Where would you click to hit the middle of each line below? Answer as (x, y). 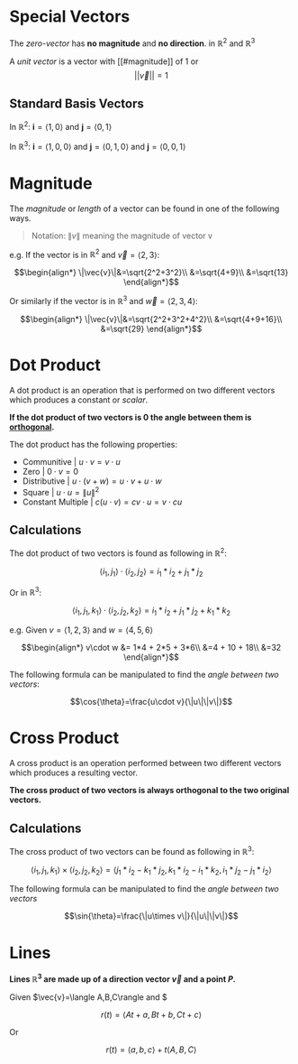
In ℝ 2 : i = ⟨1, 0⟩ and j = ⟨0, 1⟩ (61, 126)
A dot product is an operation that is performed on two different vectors (142, 390)
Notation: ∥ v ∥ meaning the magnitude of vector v (122, 236)
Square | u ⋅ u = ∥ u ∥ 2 (61, 491)
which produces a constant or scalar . (79, 400)
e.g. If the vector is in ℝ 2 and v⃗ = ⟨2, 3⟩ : (85, 254)
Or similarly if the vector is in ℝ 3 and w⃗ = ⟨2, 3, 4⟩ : (104, 300)
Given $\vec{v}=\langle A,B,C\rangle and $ (89, 997)
